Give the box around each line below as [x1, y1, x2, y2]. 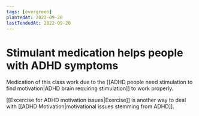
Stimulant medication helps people [6, 46, 183, 60]
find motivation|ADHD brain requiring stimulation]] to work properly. [6, 85, 174, 92]
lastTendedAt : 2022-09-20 [6, 20, 71, 26]
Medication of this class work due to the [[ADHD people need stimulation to [6, 79, 193, 86]
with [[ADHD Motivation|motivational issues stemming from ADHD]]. [6, 103, 175, 110]
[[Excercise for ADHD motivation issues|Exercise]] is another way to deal [6, 97, 186, 104]
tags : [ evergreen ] [6, 8, 52, 15]
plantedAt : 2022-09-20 [6, 14, 63, 20]
